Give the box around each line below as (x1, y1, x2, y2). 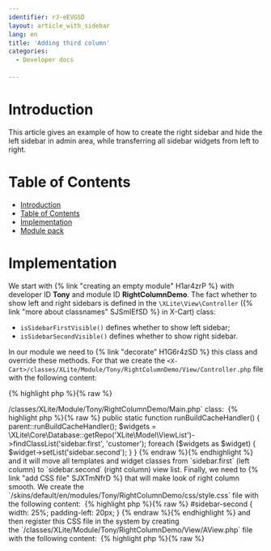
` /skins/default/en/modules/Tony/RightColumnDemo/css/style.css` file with (8, 490, 259, 500)
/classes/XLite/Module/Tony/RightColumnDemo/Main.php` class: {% (8, 404, 239, 414)
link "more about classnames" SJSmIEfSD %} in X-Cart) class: (8, 307, 216, 316)
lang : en (8, 30, 38, 38)
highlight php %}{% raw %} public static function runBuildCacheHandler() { (8, 412, 260, 422)
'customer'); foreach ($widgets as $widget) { (105, 438, 256, 448)
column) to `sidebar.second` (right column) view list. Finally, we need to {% (8, 464, 259, 474)
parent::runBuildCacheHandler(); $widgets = (8, 421, 157, 431)
